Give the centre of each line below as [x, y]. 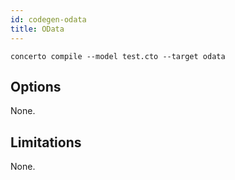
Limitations [46, 142]
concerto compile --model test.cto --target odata [118, 56]
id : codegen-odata [48, 19]
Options [36, 86]
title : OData [37, 29]
